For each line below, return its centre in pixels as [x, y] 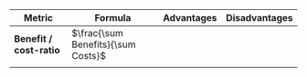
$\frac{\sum [97, 33]
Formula [113, 18]
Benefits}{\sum [104, 44]
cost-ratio [37, 50]
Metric [38, 18]
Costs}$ [89, 56]
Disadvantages [259, 18]
